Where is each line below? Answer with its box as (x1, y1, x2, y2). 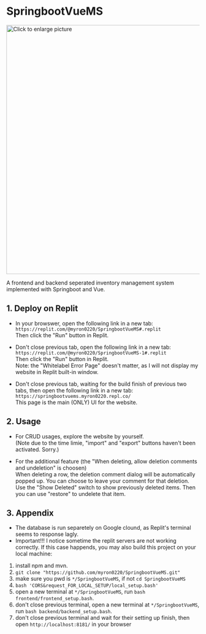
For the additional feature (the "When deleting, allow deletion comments (15, 457, 197, 465)
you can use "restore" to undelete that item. (15, 490, 126, 497)
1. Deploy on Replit (6, 304, 78, 314)
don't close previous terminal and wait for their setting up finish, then (15, 614, 190, 622)
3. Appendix (6, 508, 54, 518)
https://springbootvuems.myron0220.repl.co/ (15, 393, 131, 399)
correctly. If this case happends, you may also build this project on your (15, 544, 196, 551)
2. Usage (6, 416, 41, 427)
